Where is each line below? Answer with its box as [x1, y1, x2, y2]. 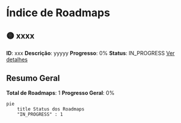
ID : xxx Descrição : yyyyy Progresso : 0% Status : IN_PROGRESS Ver [6, 50, 175, 56]
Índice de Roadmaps [6, 6, 110, 20]
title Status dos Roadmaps [17, 106, 85, 112]
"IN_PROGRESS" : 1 [17, 111, 63, 117]
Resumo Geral [6, 73, 60, 83]
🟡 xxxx [6, 31, 35, 41]
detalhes [6, 56, 28, 63]
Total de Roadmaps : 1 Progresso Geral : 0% [6, 89, 115, 96]
